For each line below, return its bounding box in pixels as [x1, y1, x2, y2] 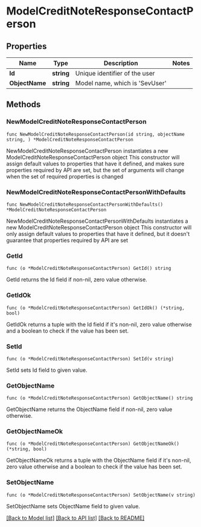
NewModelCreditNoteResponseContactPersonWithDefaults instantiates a [6, 217, 188, 225]
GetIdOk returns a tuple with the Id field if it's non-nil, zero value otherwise [6, 321, 192, 328]
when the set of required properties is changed [6, 173, 124, 180]
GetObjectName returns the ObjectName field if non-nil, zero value [6, 406, 173, 413]
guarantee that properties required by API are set [6, 237, 129, 244]
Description [103, 59, 138, 67]
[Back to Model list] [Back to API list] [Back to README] [6, 514, 145, 522]
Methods [6, 100, 41, 110]
